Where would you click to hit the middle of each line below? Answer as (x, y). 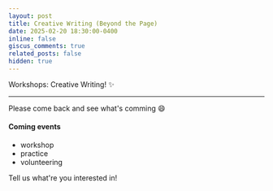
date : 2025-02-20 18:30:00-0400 (63, 31)
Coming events (35, 127)
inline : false (32, 39)
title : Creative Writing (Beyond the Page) (83, 24)
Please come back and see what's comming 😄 (87, 108)
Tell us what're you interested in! (63, 178)
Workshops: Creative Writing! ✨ (62, 84)
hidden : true (30, 62)
